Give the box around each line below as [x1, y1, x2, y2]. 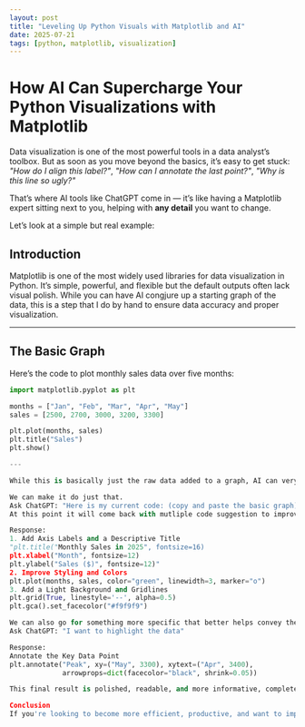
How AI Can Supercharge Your [9, 78, 243, 98]
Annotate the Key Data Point [9, 651, 120, 661]
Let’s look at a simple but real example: [9, 220, 155, 231]
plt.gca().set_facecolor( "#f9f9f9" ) [9, 602, 148, 611]
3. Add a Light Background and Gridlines [9, 585, 169, 594]
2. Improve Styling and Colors [9, 568, 128, 577]
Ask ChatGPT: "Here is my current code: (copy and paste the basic [9, 501, 271, 510]
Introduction [9, 246, 82, 261]
